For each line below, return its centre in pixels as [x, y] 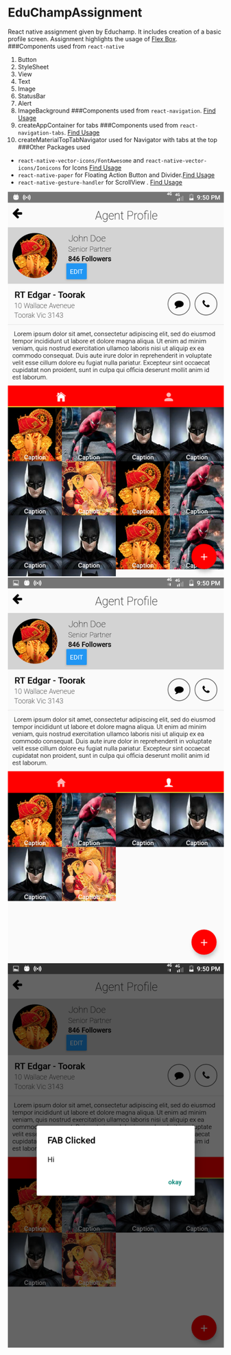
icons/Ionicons [39, 168]
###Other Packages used [54, 147]
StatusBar [32, 96]
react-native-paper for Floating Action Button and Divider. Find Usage [116, 175]
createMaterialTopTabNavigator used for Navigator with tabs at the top [118, 139]
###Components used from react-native [66, 46]
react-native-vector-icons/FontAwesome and [81, 160]
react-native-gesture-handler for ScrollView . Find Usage [100, 182]
